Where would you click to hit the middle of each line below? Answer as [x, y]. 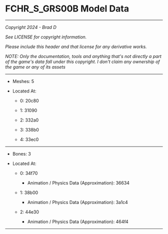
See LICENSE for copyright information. [46, 37]
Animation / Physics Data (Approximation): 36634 [78, 182]
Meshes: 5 [23, 81]
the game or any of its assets [35, 67]
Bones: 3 [21, 153]
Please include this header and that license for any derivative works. [76, 46]
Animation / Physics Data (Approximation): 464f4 [78, 221]
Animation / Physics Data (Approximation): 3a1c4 [78, 202]
